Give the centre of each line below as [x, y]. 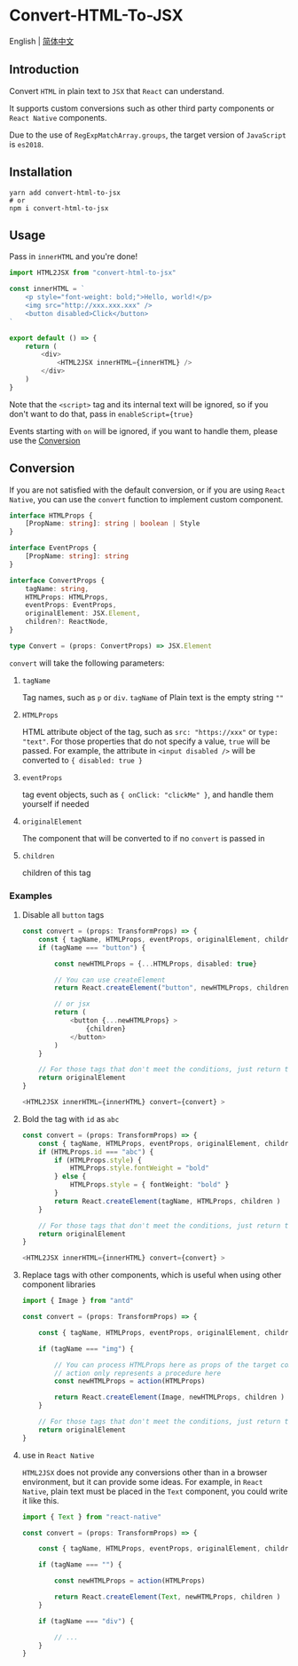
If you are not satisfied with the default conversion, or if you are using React [147, 490]
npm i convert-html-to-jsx [59, 208]
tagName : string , [57, 588]
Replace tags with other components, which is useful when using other [152, 1275]
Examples [31, 896]
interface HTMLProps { [51, 516]
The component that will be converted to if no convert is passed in [143, 838]
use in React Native [58, 1455]
